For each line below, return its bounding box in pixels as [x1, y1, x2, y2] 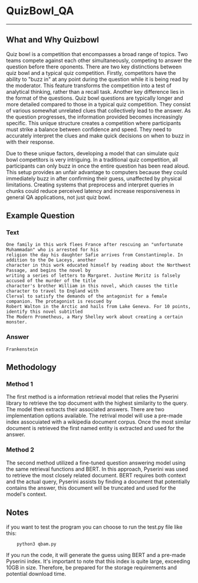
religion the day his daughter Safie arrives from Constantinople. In [6, 252, 183, 258]
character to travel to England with [6, 288, 99, 294]
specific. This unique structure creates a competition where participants [6, 119, 181, 126]
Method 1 [6, 380, 34, 388]
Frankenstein [6, 346, 38, 352]
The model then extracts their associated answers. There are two [6, 406, 165, 413]
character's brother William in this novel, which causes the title [6, 283, 178, 289]
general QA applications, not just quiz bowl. [6, 194, 112, 201]
